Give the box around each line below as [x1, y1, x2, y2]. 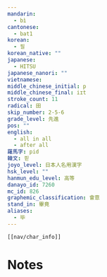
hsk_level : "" [7, 167, 49, 175]
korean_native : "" [7, 50, 61, 57]
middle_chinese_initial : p [7, 83, 87, 90]
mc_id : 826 [7, 188, 39, 195]
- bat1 [13, 30, 33, 37]
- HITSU [13, 63, 37, 70]
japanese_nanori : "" [7, 69, 68, 76]
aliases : [7, 208, 33, 215]
